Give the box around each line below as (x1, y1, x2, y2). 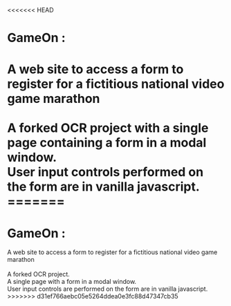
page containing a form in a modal (7, 135, 207, 151)
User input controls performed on (7, 164, 204, 180)
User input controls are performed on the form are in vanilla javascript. (7, 285, 208, 293)
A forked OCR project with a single (7, 120, 209, 136)
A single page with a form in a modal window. (7, 278, 137, 286)
